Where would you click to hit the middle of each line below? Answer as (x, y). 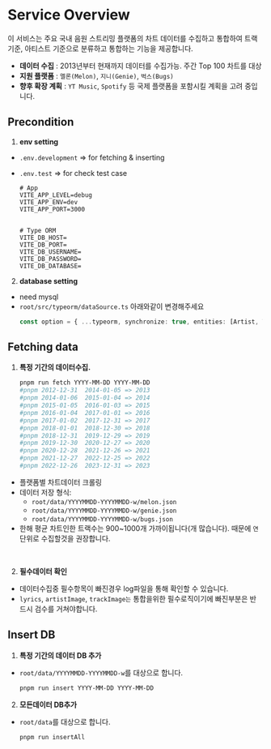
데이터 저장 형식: (45, 492)
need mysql (39, 297)
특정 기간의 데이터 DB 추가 (60, 655)
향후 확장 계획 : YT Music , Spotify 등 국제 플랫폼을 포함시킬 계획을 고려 (131, 86)
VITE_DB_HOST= (43, 238)
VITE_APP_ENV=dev (49, 202)
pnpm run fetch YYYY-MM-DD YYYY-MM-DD (85, 383)
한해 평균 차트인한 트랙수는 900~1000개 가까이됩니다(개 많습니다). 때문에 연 (139, 528)
